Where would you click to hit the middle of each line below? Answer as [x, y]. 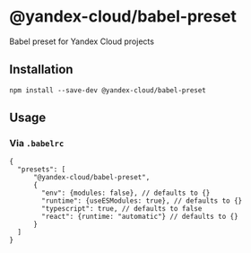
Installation [41, 70]
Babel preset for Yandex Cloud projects [82, 41]
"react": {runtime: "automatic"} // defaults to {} [140, 217]
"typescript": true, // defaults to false [122, 209]
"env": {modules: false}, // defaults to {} [126, 193]
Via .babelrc [37, 144]
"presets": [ [42, 170]
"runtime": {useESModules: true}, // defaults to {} [142, 201]
